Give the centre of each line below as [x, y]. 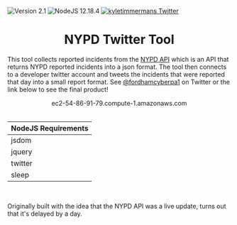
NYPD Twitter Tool [119, 40]
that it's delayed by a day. [45, 214]
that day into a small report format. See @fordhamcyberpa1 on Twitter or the [119, 82]
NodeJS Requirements [50, 128]
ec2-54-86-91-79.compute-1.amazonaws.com [119, 103]
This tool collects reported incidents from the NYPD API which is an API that [118, 59]
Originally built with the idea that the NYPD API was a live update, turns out [117, 206]
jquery [22, 151]
